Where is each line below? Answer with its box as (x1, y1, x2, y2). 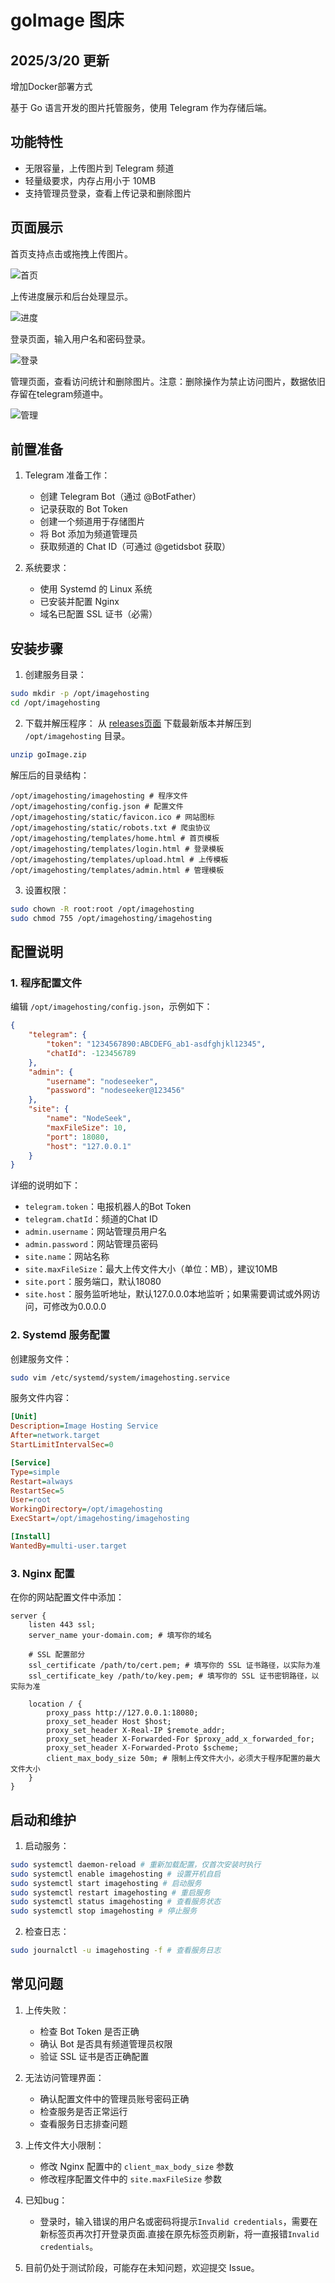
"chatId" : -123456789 (46, 1048, 137, 1058)
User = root (10, 1495, 52, 1505)
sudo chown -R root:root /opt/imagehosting (10, 904, 195, 914)
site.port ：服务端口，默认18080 (24, 1276, 162, 1288)
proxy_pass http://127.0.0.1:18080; (46, 1708, 199, 1718)
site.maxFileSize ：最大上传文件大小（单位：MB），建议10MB (24, 1263, 278, 1275)
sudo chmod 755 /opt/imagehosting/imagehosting (10, 913, 213, 923)
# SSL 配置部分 (28, 1650, 86, 1660)
